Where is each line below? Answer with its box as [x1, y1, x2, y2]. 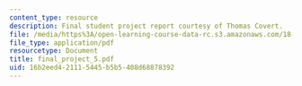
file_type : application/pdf [9, 38, 115, 47]
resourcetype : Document [9, 47, 99, 56]
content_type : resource [9, 13, 99, 22]
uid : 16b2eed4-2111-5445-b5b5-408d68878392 [9, 64, 175, 73]
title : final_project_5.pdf [9, 55, 115, 64]
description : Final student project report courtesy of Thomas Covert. [9, 21, 283, 30]
